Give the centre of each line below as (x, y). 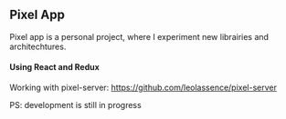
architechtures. (38, 46)
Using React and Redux (55, 67)
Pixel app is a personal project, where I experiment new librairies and (139, 36)
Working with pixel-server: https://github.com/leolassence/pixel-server (143, 88)
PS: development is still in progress (75, 105)
